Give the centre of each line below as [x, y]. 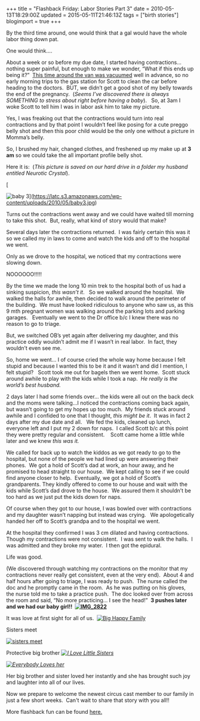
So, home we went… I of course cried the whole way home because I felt [96, 360]
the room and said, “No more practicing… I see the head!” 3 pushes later [96, 600]
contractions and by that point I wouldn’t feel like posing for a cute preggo [97, 124]
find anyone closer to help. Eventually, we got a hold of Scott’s [84, 478]
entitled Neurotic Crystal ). [38, 173]
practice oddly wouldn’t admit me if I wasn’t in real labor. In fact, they [92, 342]
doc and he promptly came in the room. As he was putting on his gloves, [96, 588]
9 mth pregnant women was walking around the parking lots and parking [96, 311]
